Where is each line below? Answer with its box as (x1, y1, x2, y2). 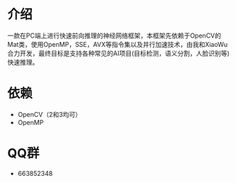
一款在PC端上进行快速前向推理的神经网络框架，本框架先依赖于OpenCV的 (7, 31, 222, 40)
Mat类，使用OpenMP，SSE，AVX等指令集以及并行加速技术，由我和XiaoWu (7, 40, 228, 48)
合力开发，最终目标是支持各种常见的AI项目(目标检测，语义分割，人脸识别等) (7, 49, 230, 57)
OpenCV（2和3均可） (17, 110, 82, 118)
